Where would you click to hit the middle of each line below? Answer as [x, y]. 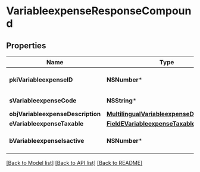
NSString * [121, 101]
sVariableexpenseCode [43, 101]
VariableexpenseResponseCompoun [99, 11]
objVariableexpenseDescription [55, 114]
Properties [26, 46]
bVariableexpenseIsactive [47, 141]
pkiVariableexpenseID [41, 80]
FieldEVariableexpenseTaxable [151, 123]
